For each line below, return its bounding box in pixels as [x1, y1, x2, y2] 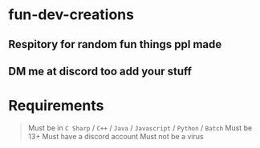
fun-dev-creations [8, 6, 135, 24]
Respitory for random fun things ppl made [8, 38, 222, 51]
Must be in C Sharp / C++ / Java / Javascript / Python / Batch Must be [27, 122, 253, 133]
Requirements [8, 97, 104, 115]
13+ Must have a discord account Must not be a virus [27, 131, 204, 141]
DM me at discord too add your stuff [8, 64, 193, 78]
